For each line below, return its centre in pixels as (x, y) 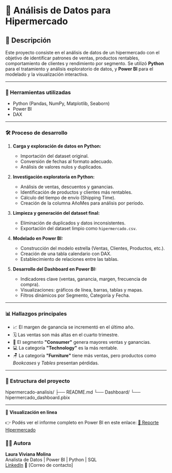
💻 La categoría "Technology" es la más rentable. (66, 347)
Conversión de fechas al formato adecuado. (67, 161)
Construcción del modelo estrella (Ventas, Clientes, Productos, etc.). (93, 248)
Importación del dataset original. (55, 156)
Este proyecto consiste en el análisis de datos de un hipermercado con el (82, 53)
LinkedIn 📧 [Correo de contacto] (39, 465)
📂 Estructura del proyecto (38, 381)
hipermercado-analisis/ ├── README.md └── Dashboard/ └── (73, 392)
